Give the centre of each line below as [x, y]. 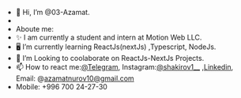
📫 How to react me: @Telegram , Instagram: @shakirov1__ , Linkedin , [124, 67]
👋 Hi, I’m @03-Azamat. [53, 12]
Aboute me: [34, 29]
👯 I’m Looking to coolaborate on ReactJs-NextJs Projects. [110, 58]
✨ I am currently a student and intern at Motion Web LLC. [109, 37]
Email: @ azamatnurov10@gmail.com [75, 78]
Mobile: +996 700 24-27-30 [62, 87]
